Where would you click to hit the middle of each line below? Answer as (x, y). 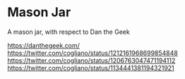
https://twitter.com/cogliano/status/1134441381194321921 (91, 68)
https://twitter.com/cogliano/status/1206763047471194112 (91, 60)
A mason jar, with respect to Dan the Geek (69, 32)
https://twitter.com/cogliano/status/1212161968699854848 (92, 53)
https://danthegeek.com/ (43, 45)
